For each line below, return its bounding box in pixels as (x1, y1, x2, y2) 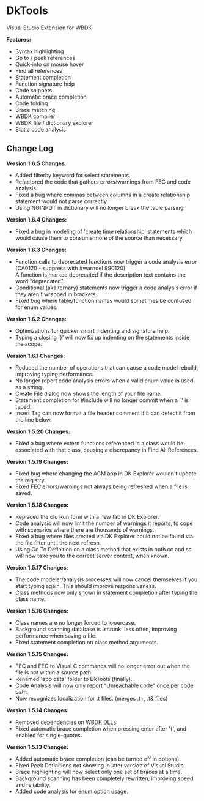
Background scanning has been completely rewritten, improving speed (15, 775, 194, 782)
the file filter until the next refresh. (15, 539, 101, 546)
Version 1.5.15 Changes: (6, 650, 68, 658)
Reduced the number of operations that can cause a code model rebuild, (15, 363, 199, 371)
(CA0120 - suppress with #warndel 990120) (15, 264, 126, 272)
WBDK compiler (15, 113, 56, 120)
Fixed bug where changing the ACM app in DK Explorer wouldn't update (15, 469, 197, 477)
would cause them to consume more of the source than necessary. (15, 234, 184, 242)
